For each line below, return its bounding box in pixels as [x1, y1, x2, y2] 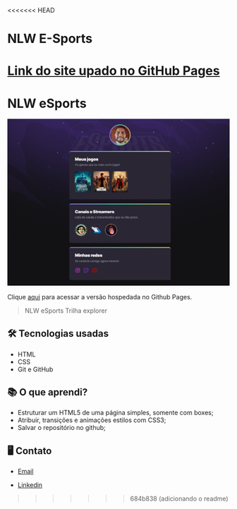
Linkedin [17, 481, 43, 489]
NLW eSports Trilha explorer [24, 306, 108, 315]
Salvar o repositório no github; [17, 424, 106, 432]
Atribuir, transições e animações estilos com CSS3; [17, 416, 166, 424]
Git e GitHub [17, 365, 54, 373]
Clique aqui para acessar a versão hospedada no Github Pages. [7, 292, 193, 301]
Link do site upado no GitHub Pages [7, 63, 220, 79]
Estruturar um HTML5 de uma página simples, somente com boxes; [17, 409, 214, 417]
